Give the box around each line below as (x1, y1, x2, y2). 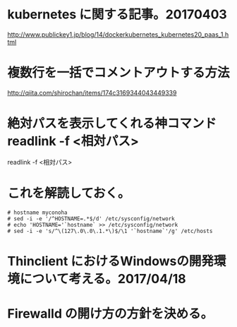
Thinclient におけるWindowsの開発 (7, 253, 214, 269)
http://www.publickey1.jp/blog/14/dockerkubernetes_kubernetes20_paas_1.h (7, 30, 229, 39)
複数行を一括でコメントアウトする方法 (7, 65, 231, 81)
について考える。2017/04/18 (20, 270, 187, 287)
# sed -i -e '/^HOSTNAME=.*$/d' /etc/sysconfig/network (7, 215, 175, 222)
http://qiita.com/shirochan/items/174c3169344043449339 (7, 88, 177, 97)
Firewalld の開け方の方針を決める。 (7, 306, 214, 322)
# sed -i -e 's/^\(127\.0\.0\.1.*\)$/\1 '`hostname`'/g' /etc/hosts (7, 227, 213, 234)
